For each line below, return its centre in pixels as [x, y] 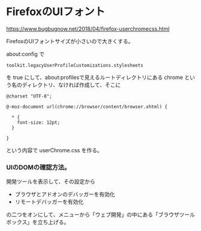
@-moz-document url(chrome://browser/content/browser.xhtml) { [87, 106]
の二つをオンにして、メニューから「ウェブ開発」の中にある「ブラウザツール [100, 215]
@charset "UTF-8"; [29, 96]
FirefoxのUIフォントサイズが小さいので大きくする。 [70, 41]
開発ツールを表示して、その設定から [51, 182]
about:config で [25, 54]
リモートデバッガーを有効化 [49, 202]
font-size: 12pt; [39, 122]
